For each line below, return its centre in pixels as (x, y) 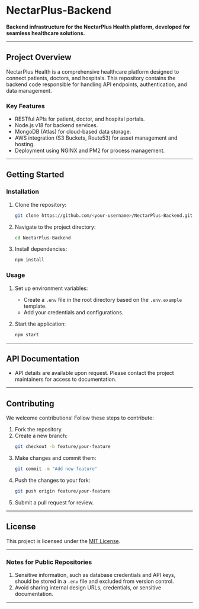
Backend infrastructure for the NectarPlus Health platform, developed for (98, 27)
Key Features (26, 106)
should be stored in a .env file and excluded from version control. (94, 581)
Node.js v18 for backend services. (56, 125)
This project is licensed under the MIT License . (63, 541)
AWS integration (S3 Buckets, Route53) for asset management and (96, 138)
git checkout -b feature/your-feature (62, 447)
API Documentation (43, 359)
